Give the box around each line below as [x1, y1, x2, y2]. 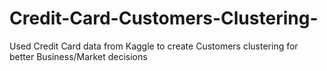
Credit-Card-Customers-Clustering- [9, 7, 319, 30]
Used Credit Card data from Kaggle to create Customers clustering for [9, 40, 299, 52]
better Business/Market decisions [9, 50, 148, 62]
